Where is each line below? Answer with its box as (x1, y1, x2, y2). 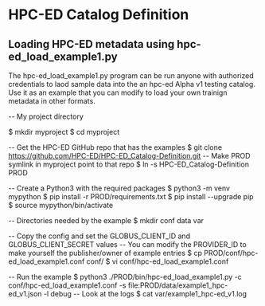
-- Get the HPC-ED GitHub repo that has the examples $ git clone (8, 143, 223, 152)
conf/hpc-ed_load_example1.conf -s (8, 280, 127, 290)
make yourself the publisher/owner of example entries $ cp (8, 249, 203, 257)
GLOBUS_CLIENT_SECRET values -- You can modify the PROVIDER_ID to (8, 240, 247, 249)
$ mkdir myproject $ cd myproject (8, 127, 120, 136)
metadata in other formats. (8, 96, 95, 105)
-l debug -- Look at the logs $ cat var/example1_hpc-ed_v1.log (43, 289, 247, 298)
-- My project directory (8, 112, 84, 121)
